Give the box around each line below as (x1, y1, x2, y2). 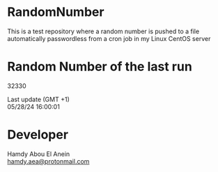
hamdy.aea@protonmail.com (7, 157, 90, 165)
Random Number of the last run (7, 59, 193, 75)
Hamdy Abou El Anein (7, 150, 70, 158)
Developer (7, 127, 68, 143)
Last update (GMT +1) (7, 95, 70, 103)
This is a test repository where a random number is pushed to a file (7, 27, 200, 35)
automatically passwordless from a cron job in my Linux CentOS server (7, 34, 211, 42)
